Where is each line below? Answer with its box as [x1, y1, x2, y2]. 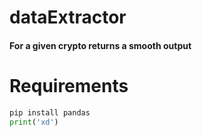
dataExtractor [9, 6, 127, 29]
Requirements [9, 74, 129, 97]
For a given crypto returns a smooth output [9, 39, 192, 51]
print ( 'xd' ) [9, 117, 59, 127]
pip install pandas [9, 107, 91, 118]
